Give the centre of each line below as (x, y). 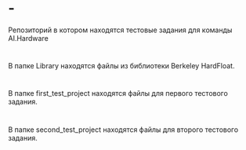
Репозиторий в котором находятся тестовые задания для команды (120, 30)
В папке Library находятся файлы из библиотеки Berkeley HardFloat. (121, 66)
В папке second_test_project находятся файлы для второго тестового (123, 130)
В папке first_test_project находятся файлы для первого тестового (118, 93)
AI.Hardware (28, 38)
